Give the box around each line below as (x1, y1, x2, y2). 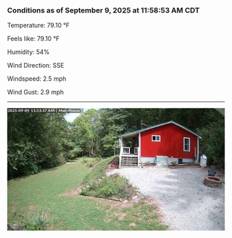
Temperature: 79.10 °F (7, 21, 70, 30)
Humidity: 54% (7, 48, 50, 57)
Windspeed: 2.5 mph (7, 75, 67, 83)
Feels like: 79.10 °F (7, 34, 60, 43)
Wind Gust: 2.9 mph (7, 88, 64, 97)
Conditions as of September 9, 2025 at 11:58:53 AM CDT (7, 6, 200, 15)
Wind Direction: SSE (7, 61, 64, 70)
